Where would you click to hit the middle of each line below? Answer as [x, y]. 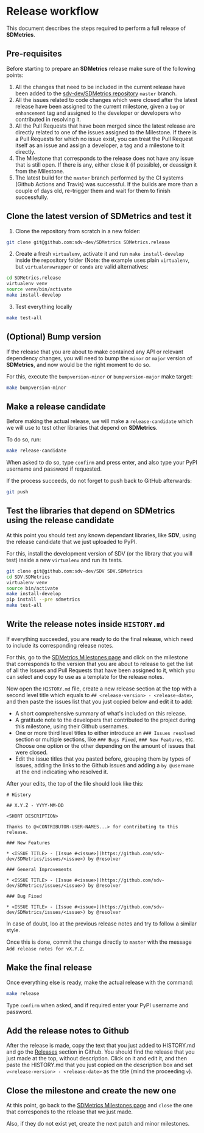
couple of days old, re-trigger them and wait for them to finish [93, 190]
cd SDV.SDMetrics [28, 577]
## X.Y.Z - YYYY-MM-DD [35, 805]
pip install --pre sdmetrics [43, 599]
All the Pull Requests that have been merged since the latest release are [105, 126]
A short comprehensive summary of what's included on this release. [101, 713]
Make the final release [49, 968]
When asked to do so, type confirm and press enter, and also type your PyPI [102, 463]
